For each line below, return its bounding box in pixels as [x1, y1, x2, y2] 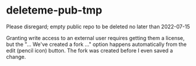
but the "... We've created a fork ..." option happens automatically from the [6, 41, 187, 48]
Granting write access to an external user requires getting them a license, [6, 34, 185, 41]
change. [6, 53, 27, 60]
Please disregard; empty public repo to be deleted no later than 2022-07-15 [6, 23, 190, 30]
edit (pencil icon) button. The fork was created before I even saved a [6, 47, 173, 54]
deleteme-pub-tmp [6, 4, 102, 17]
